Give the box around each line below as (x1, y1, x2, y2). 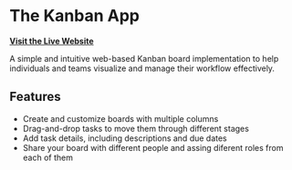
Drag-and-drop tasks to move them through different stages (22, 123, 249, 134)
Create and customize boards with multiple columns (22, 113, 219, 124)
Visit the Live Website (9, 35, 94, 46)
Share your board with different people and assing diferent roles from (22, 142, 284, 153)
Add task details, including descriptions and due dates (22, 133, 228, 144)
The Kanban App (9, 5, 140, 26)
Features (9, 89, 61, 105)
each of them (22, 152, 73, 163)
